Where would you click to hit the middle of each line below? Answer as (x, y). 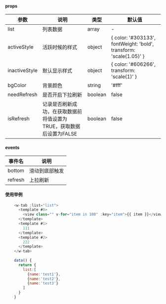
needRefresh (23, 94)
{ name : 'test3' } (42, 283)
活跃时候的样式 (60, 47)
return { (27, 265)
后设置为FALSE (60, 134)
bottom (16, 171)
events (12, 147)
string (94, 86)
